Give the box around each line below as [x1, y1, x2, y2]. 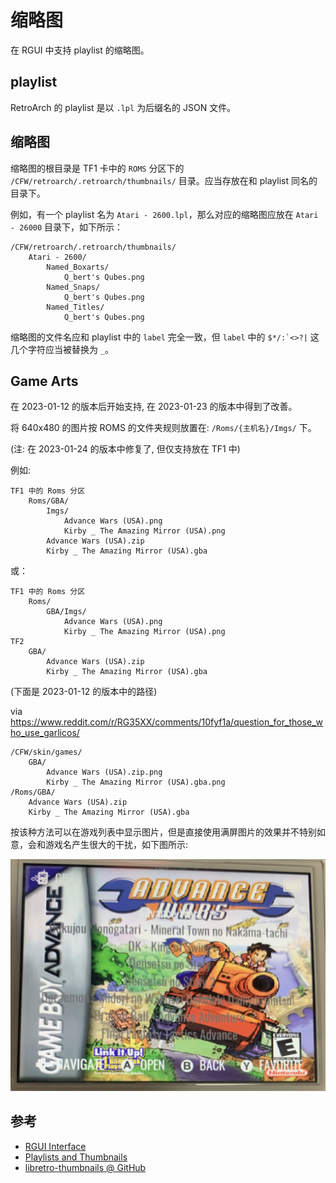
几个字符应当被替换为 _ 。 [10, 343, 115, 355]
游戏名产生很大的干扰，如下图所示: [44, 839, 189, 851]
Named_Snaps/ [46, 282, 101, 292]
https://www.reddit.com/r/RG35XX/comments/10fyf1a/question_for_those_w [10, 716, 324, 728]
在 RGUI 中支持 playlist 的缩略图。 [10, 44, 150, 56]
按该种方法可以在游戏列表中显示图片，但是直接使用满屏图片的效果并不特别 [10, 826, 317, 838]
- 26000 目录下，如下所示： [10, 221, 124, 233]
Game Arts [10, 372, 79, 390]
